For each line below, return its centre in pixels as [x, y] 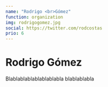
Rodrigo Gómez [44, 63]
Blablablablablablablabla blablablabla [50, 79]
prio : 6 [15, 34]
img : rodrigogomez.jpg [33, 22]
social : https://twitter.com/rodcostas [54, 28]
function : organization [34, 17]
